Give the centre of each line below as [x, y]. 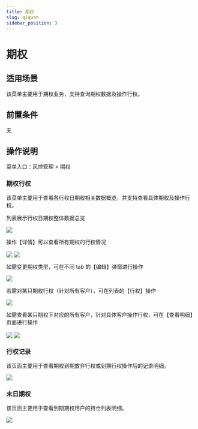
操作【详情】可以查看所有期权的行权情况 [56, 242]
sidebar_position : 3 [32, 23]
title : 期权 [20, 12]
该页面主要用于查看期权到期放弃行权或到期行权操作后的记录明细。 [88, 365]
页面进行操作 [22, 322]
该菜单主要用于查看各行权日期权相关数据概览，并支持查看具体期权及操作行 [98, 198]
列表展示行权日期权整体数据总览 [46, 218]
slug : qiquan [22, 17]
